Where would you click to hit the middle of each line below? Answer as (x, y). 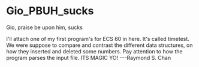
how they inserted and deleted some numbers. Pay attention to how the (94, 51)
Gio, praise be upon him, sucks (44, 27)
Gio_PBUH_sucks (50, 11)
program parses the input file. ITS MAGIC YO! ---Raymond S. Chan (89, 58)
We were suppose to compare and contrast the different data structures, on (99, 45)
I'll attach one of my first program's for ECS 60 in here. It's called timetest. (98, 39)
